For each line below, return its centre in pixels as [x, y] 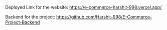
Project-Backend [23, 22]
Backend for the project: [30, 17]
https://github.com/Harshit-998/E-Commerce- [104, 17]
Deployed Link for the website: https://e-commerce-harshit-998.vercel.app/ [83, 7]
